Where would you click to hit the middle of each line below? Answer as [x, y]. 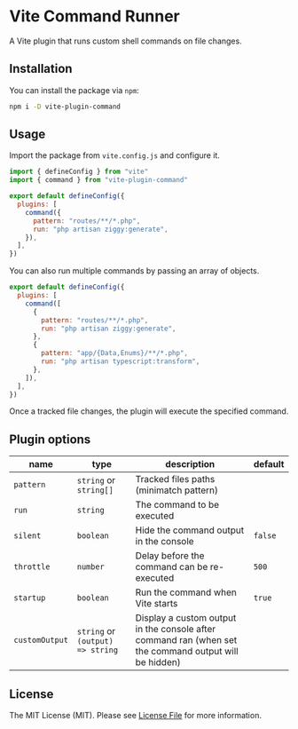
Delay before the [170, 556]
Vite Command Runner [94, 16]
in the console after [175, 630]
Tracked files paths [175, 479]
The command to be [177, 505]
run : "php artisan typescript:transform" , [121, 361]
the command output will [187, 652]
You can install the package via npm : [74, 90]
